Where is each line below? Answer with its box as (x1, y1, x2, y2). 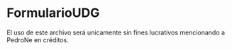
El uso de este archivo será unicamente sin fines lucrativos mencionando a (6, 28, 225, 37)
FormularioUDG (6, 5, 100, 21)
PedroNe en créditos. (6, 35, 69, 44)
